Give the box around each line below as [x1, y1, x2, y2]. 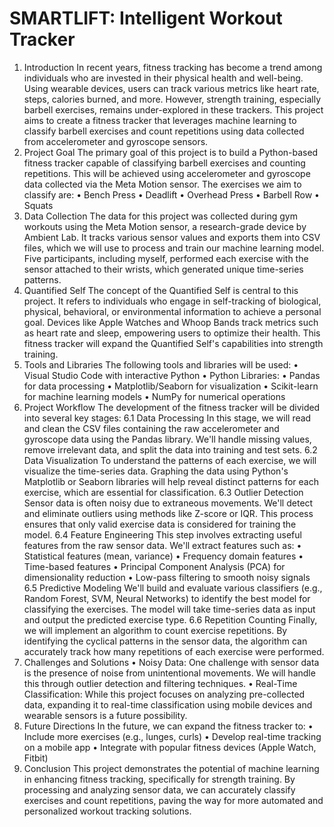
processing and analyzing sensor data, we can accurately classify [23, 783, 296, 796]
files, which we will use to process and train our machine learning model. [23, 242, 325, 254]
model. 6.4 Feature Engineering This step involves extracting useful [23, 528, 302, 541]
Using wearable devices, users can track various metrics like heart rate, [23, 82, 320, 94]
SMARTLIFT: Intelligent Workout [9, 7, 283, 30]
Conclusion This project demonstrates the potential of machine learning [23, 762, 320, 774]
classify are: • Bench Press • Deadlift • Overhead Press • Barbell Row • [23, 188, 320, 201]
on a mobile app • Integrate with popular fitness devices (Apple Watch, [23, 741, 317, 753]
